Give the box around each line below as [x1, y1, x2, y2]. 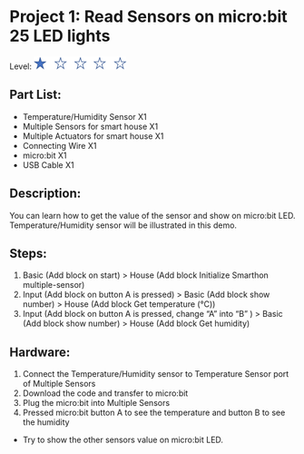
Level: [9, 61, 32, 72]
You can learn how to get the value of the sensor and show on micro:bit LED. [9, 210, 296, 221]
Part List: [9, 87, 62, 103]
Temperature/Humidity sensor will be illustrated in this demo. [9, 220, 238, 231]
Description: [9, 186, 82, 202]
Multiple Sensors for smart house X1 [22, 121, 159, 132]
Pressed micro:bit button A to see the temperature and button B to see [22, 407, 286, 419]
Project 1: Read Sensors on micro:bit [9, 6, 288, 27]
